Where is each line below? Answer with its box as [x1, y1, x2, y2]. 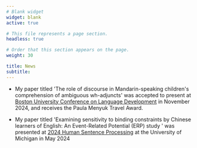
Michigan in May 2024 [14, 135, 70, 142]
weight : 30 [6, 53, 33, 58]
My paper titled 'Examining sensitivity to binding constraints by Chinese [14, 116, 192, 123]
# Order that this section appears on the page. [6, 47, 130, 53]
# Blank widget [6, 8, 44, 15]
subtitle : [6, 69, 31, 75]
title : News [6, 63, 36, 69]
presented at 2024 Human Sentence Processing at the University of [14, 128, 182, 135]
